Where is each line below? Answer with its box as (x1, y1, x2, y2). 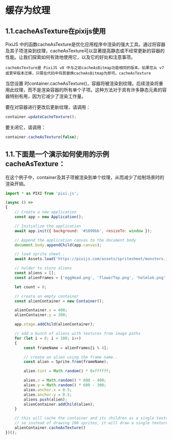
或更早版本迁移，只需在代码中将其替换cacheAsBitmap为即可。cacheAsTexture (5, 71, 151, 76)
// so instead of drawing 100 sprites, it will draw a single (14, 421, 150, 426)
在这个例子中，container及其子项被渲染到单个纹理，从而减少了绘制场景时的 (5, 174, 165, 180)
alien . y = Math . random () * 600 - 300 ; (24, 383, 106, 388)
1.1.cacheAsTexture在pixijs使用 (5, 27, 106, 35)
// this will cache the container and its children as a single (14, 416, 155, 421)
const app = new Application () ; (14, 214, 83, 219)
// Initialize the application (14, 224, 81, 229)
